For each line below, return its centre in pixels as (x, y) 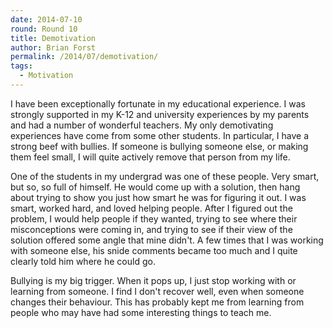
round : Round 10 (44, 29)
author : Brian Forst (53, 47)
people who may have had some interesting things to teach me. (141, 312)
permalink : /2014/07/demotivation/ (84, 57)
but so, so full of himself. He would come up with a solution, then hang (155, 187)
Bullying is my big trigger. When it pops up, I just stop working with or (153, 280)
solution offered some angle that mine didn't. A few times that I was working (167, 240)
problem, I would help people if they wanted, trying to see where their (154, 218)
